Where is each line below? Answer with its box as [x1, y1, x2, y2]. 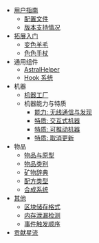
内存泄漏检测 [23, 211, 60, 219]
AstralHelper [23, 65, 60, 74]
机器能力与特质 [23, 99, 67, 107]
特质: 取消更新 [34, 134, 74, 142]
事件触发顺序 [23, 220, 60, 228]
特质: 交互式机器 [34, 116, 80, 125]
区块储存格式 [23, 202, 60, 211]
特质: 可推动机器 [34, 125, 80, 133]
